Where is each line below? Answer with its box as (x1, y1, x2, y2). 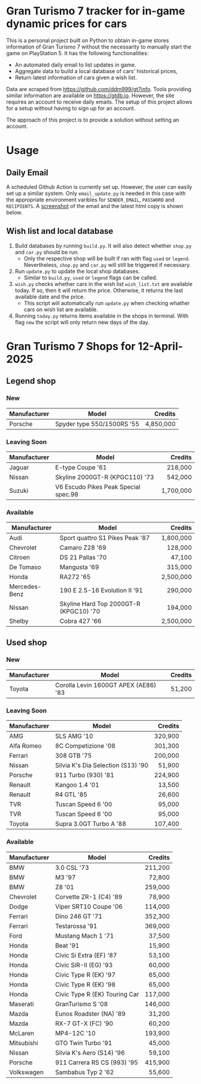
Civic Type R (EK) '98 (54, 980, 115, 989)
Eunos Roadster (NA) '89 (54, 1009, 126, 1017)
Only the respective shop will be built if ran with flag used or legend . (23, 255, 190, 262)
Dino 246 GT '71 (54, 912, 103, 920)
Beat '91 (54, 941, 80, 950)
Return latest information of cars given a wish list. (14, 74, 138, 81)
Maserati (9, 999, 34, 1008)
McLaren (9, 1029, 35, 1037)
